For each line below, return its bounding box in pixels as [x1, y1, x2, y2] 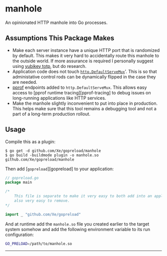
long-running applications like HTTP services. [12, 95, 106, 101]
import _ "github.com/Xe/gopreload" [5, 212, 81, 217]
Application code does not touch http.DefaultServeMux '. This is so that [12, 68, 157, 74]
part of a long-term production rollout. [12, 111, 90, 117]
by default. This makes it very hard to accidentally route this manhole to [12, 52, 159, 58]
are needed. [12, 79, 37, 85]
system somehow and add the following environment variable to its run [5, 226, 151, 232]
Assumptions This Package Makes [5, 34, 114, 42]
